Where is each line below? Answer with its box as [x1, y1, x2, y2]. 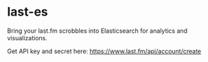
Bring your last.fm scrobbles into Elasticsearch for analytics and [7, 27, 187, 35]
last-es [7, 4, 48, 20]
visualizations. [7, 33, 48, 42]
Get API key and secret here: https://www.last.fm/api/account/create [7, 47, 201, 55]
